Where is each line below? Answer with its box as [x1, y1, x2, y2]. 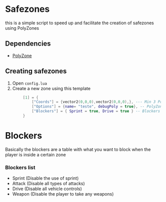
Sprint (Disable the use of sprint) [12, 175, 79, 181]
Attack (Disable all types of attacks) [12, 181, 85, 187]
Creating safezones [5, 67, 67, 75]
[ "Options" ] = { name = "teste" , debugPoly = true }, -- [31, 104, 145, 109]
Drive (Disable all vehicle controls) [12, 186, 83, 192]
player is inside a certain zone [5, 151, 66, 157]
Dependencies [5, 40, 51, 48]
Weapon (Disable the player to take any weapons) [12, 191, 114, 197]
